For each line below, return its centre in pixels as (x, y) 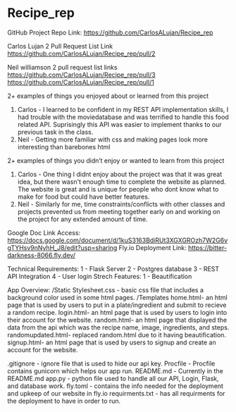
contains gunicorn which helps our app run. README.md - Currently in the (115, 370)
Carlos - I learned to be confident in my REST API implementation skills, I (123, 109)
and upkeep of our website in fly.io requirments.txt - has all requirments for (116, 393)
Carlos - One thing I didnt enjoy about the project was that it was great (120, 174)
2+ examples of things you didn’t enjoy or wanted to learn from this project (116, 161)
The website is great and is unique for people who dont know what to (118, 189)
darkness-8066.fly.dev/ (42, 255)
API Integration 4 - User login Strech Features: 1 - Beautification (100, 276)
